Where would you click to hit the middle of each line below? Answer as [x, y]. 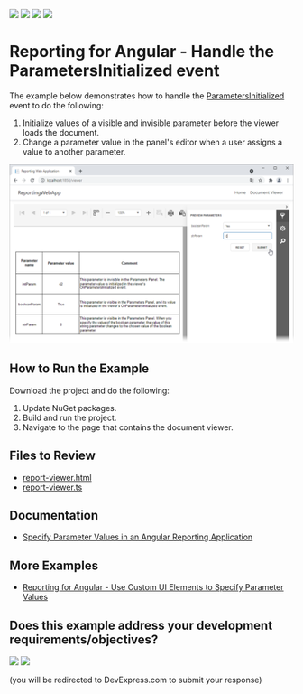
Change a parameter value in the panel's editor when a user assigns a [152, 142]
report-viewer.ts [52, 487]
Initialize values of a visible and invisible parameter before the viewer [151, 123]
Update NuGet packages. [69, 408]
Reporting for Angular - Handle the [142, 52]
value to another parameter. [74, 151]
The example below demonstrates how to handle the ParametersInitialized [147, 96]
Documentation [54, 515]
